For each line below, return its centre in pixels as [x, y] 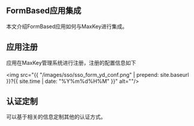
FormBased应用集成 [44, 11]
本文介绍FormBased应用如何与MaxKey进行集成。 [67, 26]
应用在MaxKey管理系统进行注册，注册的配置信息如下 [71, 62]
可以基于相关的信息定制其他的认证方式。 [56, 117]
